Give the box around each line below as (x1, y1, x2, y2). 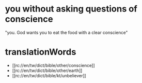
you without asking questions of (5, 3, 138, 14)
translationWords (5, 47, 77, 57)
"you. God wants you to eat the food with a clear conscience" (5, 29, 128, 35)
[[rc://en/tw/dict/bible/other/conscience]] (12, 62, 95, 68)
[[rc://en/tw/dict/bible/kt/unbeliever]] (12, 72, 86, 78)
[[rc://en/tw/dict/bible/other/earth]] (12, 68, 82, 73)
